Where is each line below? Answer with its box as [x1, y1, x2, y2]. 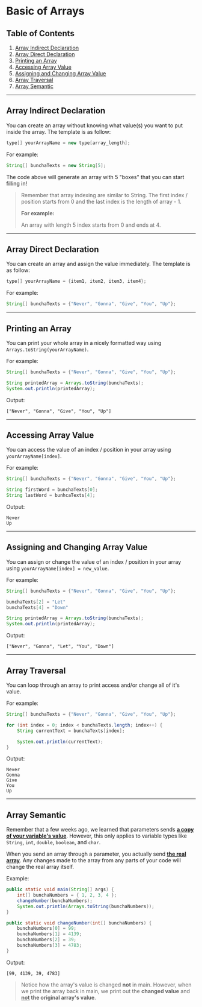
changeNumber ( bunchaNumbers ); [17, 897, 93, 904]
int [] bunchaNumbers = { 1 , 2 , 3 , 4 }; [17, 892, 117, 898]
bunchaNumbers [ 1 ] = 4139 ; [17, 931, 82, 937]
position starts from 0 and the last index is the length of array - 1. [20, 198, 182, 205]
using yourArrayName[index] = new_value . [6, 564, 109, 572]
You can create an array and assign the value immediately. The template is [6, 260, 191, 268]
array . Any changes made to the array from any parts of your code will [6, 857, 182, 864]
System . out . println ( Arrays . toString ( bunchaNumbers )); [17, 903, 155, 909]
